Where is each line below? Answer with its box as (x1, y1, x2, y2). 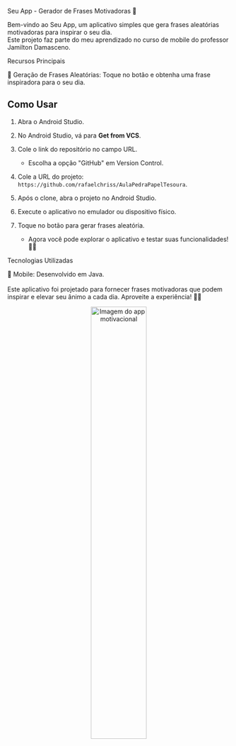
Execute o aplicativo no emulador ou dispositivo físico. (17, 207, 177, 216)
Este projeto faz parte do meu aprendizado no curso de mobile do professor (7, 35, 229, 44)
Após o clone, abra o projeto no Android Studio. (17, 194, 157, 202)
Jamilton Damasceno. (7, 43, 71, 51)
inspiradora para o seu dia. (7, 78, 85, 87)
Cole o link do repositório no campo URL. (17, 145, 138, 153)
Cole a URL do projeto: (17, 172, 84, 181)
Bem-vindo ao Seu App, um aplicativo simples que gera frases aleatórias (7, 21, 220, 28)
